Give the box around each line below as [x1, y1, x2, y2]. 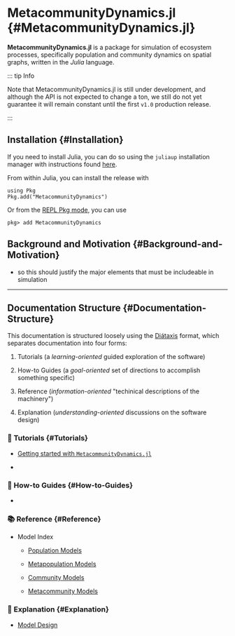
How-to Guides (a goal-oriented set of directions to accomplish [17, 366, 201, 374]
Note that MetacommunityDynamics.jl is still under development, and [7, 85, 206, 93]
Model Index [17, 533, 54, 541]
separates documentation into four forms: [7, 339, 127, 348]
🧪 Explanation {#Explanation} [7, 604, 110, 614]
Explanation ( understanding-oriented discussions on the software [17, 408, 207, 417]
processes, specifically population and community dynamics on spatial [7, 50, 212, 59]
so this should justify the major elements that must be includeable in [17, 268, 214, 276]
